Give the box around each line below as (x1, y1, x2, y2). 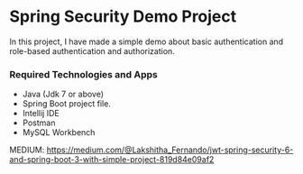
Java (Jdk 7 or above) (22, 88, 105, 100)
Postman (22, 117, 56, 128)
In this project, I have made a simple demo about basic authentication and (9, 36, 284, 47)
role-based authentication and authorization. (9, 45, 176, 56)
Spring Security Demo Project (9, 6, 237, 27)
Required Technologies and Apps (9, 68, 158, 80)
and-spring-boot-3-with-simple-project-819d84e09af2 (9, 154, 215, 165)
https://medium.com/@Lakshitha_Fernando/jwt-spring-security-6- (46, 144, 294, 155)
